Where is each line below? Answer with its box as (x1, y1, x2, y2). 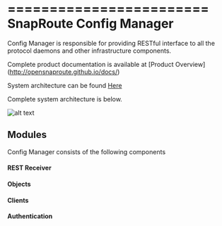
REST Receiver (7, 163, 52, 172)
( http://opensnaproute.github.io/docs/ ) (7, 68, 120, 76)
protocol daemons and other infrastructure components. (7, 46, 172, 55)
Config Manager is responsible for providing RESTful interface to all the (7, 39, 216, 47)
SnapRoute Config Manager (7, 15, 175, 32)
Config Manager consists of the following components (7, 147, 166, 156)
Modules (7, 129, 47, 141)
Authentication (7, 212, 53, 220)
